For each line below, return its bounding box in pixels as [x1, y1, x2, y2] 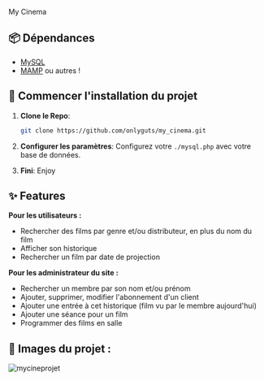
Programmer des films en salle [19, 318, 123, 328]
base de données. [19, 149, 81, 159]
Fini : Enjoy [19, 166, 56, 175]
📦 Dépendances [8, 32, 95, 45]
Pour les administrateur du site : [8, 268, 119, 278]
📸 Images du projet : [8, 341, 111, 356]
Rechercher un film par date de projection [19, 252, 161, 262]
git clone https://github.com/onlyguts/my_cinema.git [19, 126, 206, 135]
